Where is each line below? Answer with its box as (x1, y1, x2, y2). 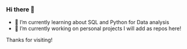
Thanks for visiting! (6, 37, 53, 44)
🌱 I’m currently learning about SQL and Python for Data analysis (14, 19, 169, 26)
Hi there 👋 (6, 5, 35, 14)
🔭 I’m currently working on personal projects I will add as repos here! (14, 25, 182, 32)
